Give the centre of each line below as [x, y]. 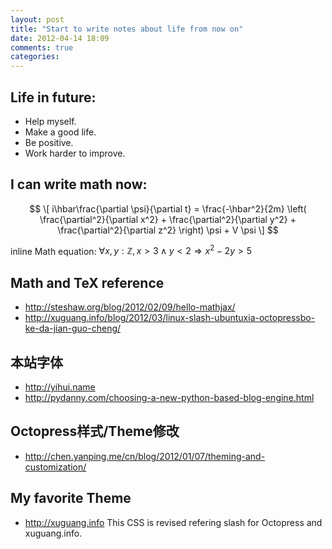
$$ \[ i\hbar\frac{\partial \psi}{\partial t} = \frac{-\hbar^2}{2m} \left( [168, 208]
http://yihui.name [60, 387]
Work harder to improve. [75, 153]
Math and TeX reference [87, 282]
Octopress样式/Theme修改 [95, 431]
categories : [35, 57]
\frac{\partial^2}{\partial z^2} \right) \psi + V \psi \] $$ [168, 230]
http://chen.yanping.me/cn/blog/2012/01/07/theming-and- [145, 456]
